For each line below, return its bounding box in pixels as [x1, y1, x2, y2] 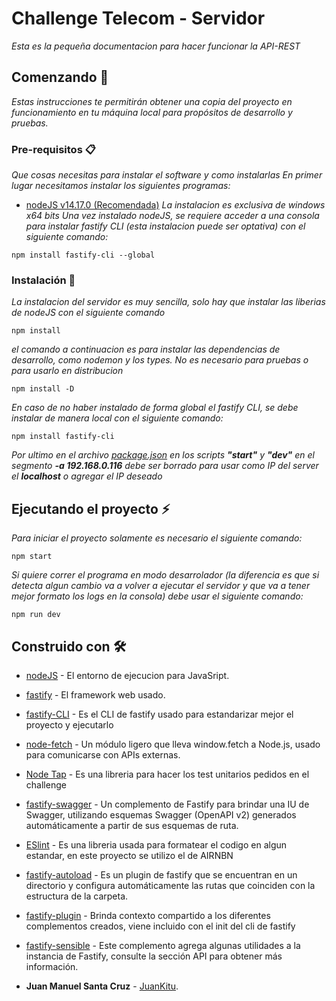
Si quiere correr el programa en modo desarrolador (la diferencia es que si [11, 569, 320, 581]
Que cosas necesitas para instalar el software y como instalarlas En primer [11, 169, 323, 181]
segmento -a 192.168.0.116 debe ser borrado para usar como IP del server [11, 460, 319, 472]
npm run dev [11, 610, 61, 620]
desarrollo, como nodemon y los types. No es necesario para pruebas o [11, 354, 309, 366]
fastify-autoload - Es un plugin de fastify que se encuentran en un [25, 868, 298, 881]
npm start [11, 552, 53, 562]
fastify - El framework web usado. [25, 688, 166, 701]
